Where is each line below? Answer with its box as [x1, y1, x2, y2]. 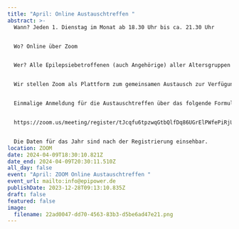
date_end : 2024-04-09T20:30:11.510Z [7, 158, 116, 165]
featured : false [7, 197, 55, 205]
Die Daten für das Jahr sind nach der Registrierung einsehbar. [14, 138, 208, 145]
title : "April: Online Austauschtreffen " [7, 10, 135, 18]
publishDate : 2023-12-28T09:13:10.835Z [7, 184, 126, 191]
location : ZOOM [7, 144, 53, 151]
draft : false [7, 191, 46, 198]
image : [7, 204, 27, 211]
